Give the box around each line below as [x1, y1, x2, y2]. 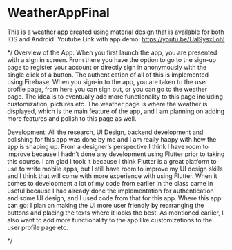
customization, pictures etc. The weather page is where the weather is [7, 99, 208, 108]
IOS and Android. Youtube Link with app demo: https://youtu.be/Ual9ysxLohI [7, 35, 225, 43]
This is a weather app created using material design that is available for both [7, 28, 224, 36]
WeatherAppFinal [7, 5, 110, 21]
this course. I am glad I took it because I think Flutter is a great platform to [7, 157, 217, 165]
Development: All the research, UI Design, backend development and [7, 128, 204, 136]
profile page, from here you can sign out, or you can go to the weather [7, 85, 208, 93]
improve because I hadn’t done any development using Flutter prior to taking [7, 150, 225, 158]
